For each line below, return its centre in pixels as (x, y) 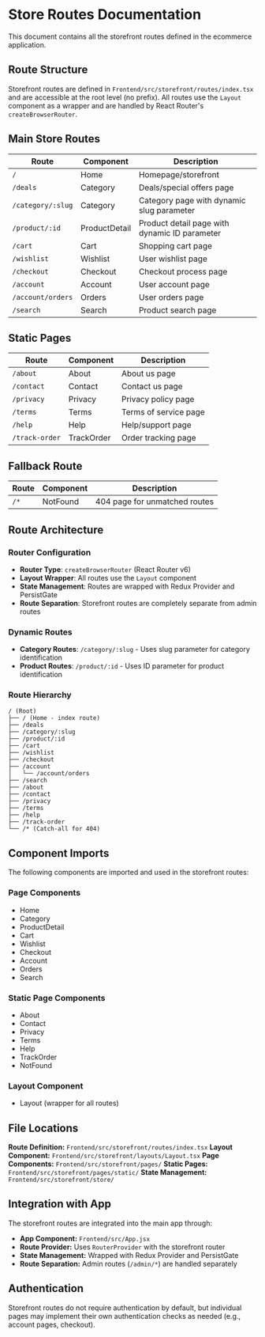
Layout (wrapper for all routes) (69, 1103)
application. (27, 44)
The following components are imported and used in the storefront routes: (129, 873)
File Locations (43, 1128)
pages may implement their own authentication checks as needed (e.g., (125, 1316)
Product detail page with (184, 223)
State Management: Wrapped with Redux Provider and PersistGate (129, 1255)
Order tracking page (159, 438)
